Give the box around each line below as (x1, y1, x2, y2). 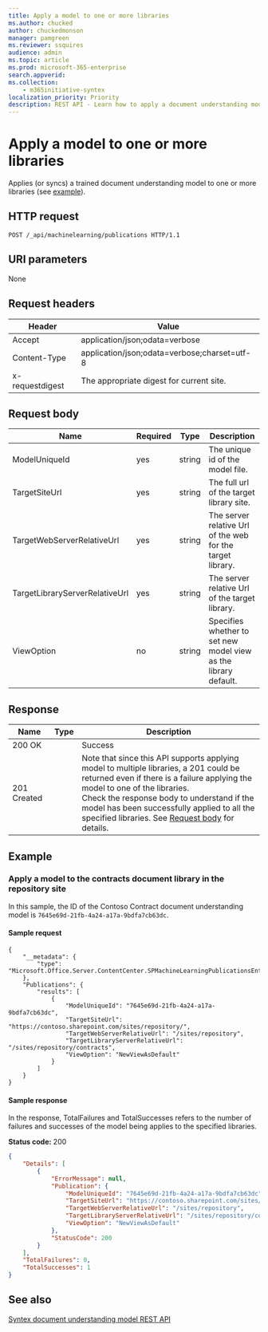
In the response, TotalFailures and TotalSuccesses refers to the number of (8, 1113, 252, 1123)
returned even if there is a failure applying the (81, 773, 253, 784)
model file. (208, 464, 249, 475)
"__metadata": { (22, 953, 77, 961)
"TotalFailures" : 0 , (22, 1256, 91, 1264)
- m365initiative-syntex (22, 85, 105, 94)
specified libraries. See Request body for (81, 813, 235, 824)
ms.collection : (8, 78, 59, 86)
